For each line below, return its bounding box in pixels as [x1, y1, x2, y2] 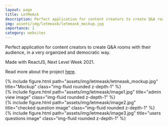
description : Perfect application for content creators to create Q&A [5, 16, 155, 21]
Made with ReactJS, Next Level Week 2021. [5, 59, 95, 65]
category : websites [5, 30, 46, 35]
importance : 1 [5, 26, 35, 31]
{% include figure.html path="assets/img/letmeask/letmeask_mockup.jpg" [5, 78, 158, 84]
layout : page [5, 7, 32, 12]
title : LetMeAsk [5, 12, 39, 17]
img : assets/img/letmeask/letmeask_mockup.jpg [5, 21, 104, 26]
